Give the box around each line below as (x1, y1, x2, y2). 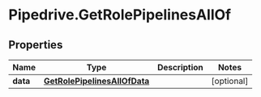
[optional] (211, 75, 249, 86)
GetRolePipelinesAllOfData (43, 75, 150, 86)
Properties (8, 38, 63, 52)
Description (156, 62, 204, 73)
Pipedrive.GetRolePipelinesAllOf (8, 6, 232, 24)
